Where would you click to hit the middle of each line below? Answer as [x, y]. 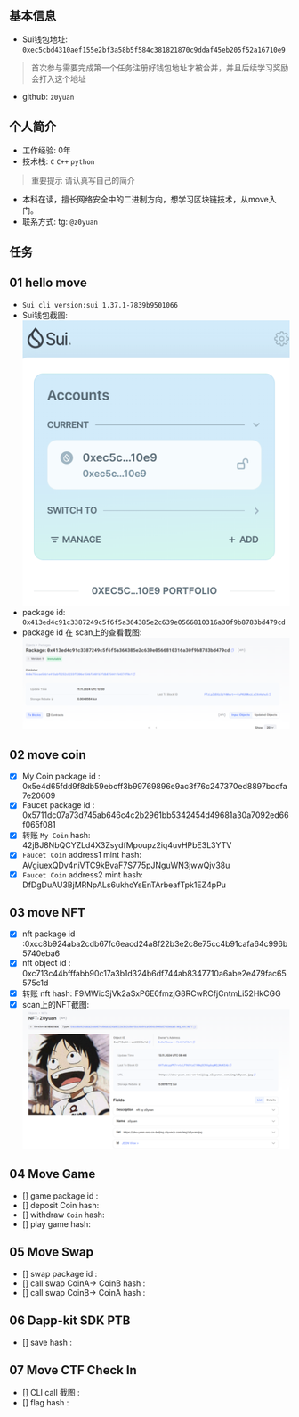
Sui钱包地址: [45, 39]
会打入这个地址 [58, 78]
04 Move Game [53, 1174]
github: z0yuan [48, 96]
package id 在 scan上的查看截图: [82, 632]
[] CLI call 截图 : [51, 1393]
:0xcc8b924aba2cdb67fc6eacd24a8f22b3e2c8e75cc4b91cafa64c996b [155, 944]
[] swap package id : [60, 1273]
